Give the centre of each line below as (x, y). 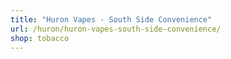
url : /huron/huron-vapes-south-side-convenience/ (116, 29)
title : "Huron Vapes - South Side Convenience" (111, 19)
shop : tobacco (40, 38)
